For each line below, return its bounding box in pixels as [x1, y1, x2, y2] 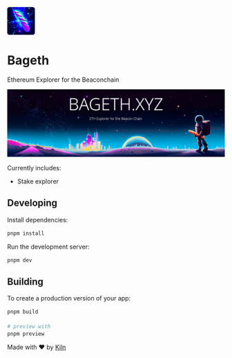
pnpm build [7, 308, 39, 316]
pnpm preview [7, 330, 45, 337]
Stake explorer [17, 177, 59, 186]
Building [7, 276, 43, 287]
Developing [7, 197, 57, 209]
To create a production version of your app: [7, 294, 131, 303]
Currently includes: [7, 163, 61, 172]
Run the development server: [7, 242, 90, 251]
